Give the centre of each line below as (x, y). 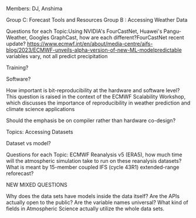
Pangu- (173, 31)
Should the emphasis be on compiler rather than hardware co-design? (91, 120)
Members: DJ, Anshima (34, 9)
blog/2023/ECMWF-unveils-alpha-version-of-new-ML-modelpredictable (94, 50)
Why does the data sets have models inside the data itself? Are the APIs (93, 196)
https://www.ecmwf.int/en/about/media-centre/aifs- (90, 44)
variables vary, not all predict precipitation (57, 56)
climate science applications (40, 109)
